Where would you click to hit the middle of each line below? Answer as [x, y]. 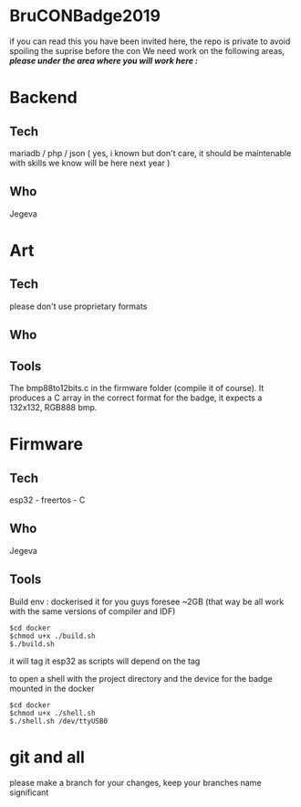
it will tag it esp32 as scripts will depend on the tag [105, 661]
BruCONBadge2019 [85, 16]
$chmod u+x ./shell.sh [52, 713]
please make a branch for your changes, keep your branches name [135, 782]
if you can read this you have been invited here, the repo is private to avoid [150, 41]
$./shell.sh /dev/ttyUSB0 [58, 721]
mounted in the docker [52, 688]
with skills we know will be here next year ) [90, 163]
